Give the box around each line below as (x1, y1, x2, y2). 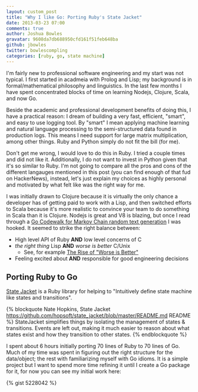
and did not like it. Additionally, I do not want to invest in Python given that (6, 155, 187, 163)
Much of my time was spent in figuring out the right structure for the (6, 349, 174, 356)
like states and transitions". (6, 294, 73, 301)
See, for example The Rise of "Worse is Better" (23, 248, 139, 256)
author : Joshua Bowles (6, 31, 62, 37)
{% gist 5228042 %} (6, 379, 57, 387)
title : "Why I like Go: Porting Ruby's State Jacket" (6, 14, 143, 20)
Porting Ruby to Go (6, 272, 78, 282)
